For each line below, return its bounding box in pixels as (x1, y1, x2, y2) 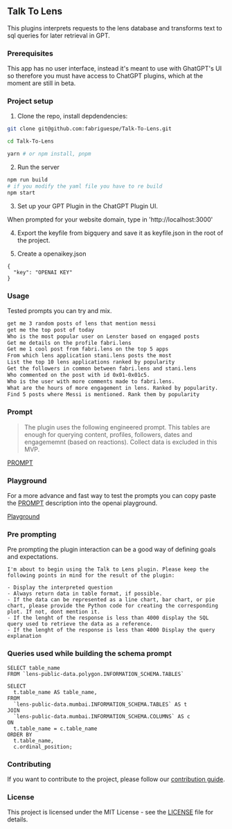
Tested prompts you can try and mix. (7, 306, 112, 314)
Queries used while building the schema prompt (7, 649, 172, 659)
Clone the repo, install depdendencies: (17, 112, 128, 121)
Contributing (7, 759, 51, 769)
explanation (7, 633, 42, 640)
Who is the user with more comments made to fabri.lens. (7, 377, 175, 385)
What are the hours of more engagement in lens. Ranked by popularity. (7, 384, 218, 391)
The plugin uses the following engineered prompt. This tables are (24, 422, 211, 431)
